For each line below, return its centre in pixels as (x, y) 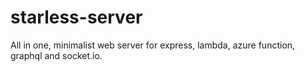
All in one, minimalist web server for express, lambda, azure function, (153, 45)
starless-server (76, 17)
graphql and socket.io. (56, 55)
